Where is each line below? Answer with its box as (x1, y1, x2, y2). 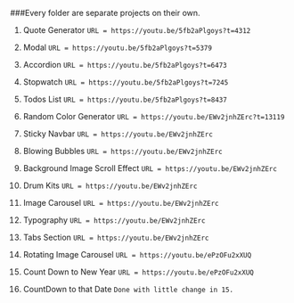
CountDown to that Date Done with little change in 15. (22, 284, 234, 294)
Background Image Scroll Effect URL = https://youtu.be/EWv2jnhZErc (22, 163, 277, 173)
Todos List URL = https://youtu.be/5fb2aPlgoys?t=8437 (22, 94, 228, 104)
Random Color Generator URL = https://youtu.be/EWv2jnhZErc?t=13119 (22, 111, 285, 121)
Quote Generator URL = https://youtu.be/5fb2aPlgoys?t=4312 (22, 25, 251, 35)
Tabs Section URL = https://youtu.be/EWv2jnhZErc (22, 232, 209, 242)
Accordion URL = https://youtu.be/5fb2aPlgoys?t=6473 (22, 60, 227, 70)
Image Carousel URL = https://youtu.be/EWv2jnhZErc (22, 198, 219, 208)
